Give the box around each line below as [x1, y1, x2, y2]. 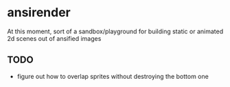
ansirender [7, 5, 71, 20]
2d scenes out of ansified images [7, 34, 102, 42]
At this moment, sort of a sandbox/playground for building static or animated [7, 27, 224, 35]
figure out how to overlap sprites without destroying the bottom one [16, 72, 209, 80]
